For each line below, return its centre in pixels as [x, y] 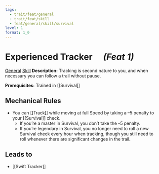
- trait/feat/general [32, 14]
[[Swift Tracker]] [29, 166]
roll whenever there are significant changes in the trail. [75, 139]
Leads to [19, 155]
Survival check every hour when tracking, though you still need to [87, 134]
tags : [11, 10]
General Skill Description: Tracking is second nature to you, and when [77, 70]
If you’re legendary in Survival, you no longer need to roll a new [84, 128]
